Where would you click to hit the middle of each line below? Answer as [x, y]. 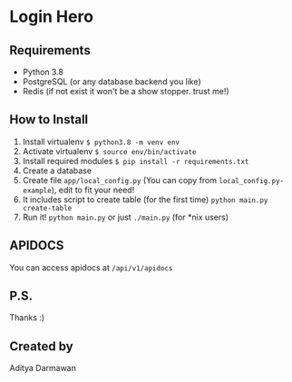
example [37, 191]
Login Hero [51, 17]
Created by [42, 346]
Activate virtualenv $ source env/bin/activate [109, 151]
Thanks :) [27, 318]
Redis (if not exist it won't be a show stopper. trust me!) [126, 91]
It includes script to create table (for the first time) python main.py [145, 199]
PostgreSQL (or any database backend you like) [112, 82]
